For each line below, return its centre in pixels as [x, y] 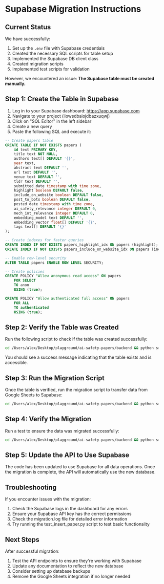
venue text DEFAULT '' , [38, 177]
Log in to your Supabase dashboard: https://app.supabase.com [76, 110]
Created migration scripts [38, 64]
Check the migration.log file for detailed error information [70, 519]
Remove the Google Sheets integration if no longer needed [71, 576]
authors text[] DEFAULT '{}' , [45, 159]
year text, [25, 163]
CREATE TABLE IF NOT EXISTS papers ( [43, 145]
